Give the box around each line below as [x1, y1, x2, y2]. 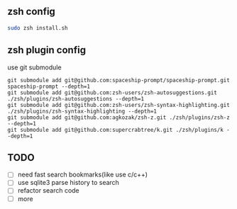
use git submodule [7, 63, 62, 72]
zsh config [7, 6, 55, 18]
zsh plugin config [7, 44, 87, 56]
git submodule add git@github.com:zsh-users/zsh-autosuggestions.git [7, 89, 218, 96]
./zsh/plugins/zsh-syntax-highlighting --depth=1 [7, 108, 158, 115]
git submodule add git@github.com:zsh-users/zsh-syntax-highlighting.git [7, 101, 231, 108]
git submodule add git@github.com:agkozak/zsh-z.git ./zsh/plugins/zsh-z [7, 113, 231, 121]
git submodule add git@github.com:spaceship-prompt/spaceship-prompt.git [7, 77, 231, 84]
